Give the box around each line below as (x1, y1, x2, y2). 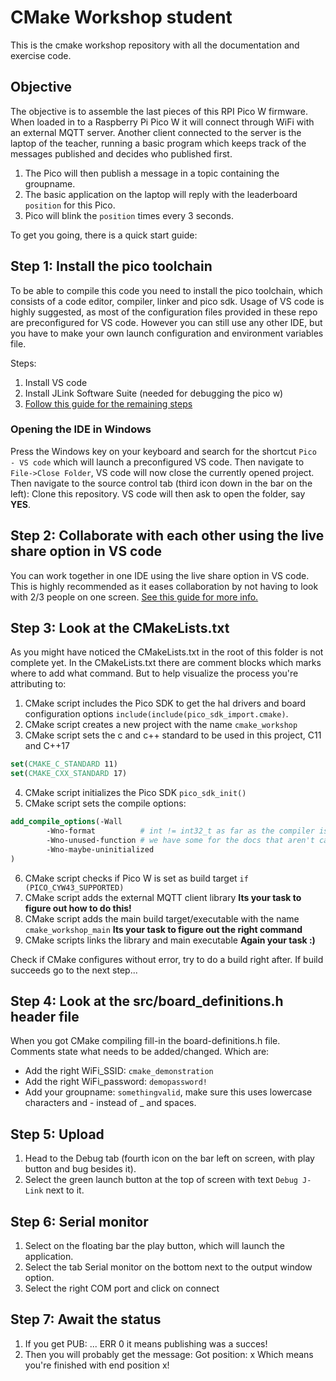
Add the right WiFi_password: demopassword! (24, 1076, 208, 1088)
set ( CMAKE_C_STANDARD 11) (10, 759, 118, 770)
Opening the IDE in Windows (10, 422, 152, 436)
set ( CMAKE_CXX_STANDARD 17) (10, 769, 128, 779)
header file (10, 1009, 80, 1025)
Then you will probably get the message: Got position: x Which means (24, 1348, 314, 1360)
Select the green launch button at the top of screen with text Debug (24, 1174, 298, 1186)
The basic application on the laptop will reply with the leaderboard (24, 188, 298, 200)
